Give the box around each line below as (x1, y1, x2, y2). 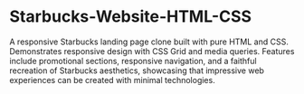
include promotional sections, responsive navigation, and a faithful (9, 55, 257, 66)
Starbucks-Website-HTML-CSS (9, 6, 252, 27)
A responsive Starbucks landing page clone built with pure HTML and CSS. (9, 36, 290, 47)
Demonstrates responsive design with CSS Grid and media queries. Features (9, 45, 295, 56)
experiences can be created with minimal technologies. (9, 74, 215, 85)
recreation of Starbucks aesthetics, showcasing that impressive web (9, 65, 265, 76)
